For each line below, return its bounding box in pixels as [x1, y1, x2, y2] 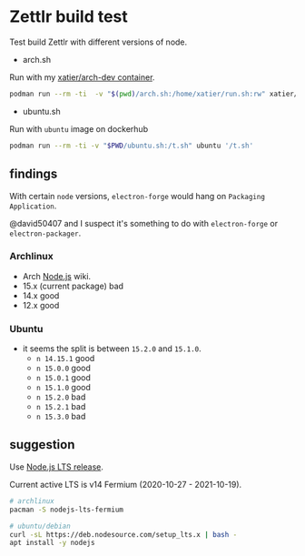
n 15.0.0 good [35, 362, 91, 374]
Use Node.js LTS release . [9, 461, 104, 472]
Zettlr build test [9, 6, 129, 27]
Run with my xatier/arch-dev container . [9, 71, 155, 83]
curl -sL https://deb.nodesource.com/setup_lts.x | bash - [9, 530, 238, 539]
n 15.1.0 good [35, 382, 91, 393]
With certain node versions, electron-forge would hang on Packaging [9, 190, 266, 201]
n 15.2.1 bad [35, 401, 86, 412]
